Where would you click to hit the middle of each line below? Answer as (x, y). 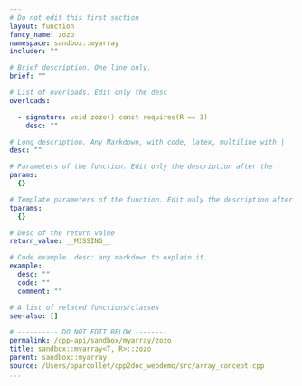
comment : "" (40, 291)
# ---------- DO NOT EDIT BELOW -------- (89, 332)
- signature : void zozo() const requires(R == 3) (113, 117)
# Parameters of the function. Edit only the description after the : (145, 167)
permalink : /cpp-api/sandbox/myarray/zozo (90, 341)
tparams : (26, 208)
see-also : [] (34, 316)
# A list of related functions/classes (85, 307)
